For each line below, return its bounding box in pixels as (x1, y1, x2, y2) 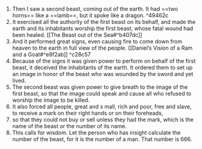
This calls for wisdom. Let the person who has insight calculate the (12, 129, 181, 136)
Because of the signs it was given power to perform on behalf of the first (12, 58, 196, 64)
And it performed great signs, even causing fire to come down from (12, 38, 182, 45)
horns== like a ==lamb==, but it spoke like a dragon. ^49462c (12, 12, 169, 19)
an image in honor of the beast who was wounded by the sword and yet (12, 71, 194, 77)
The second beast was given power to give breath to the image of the (12, 83, 188, 91)
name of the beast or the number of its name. (12, 123, 127, 129)
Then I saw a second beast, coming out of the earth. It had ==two (12, 6, 179, 12)
